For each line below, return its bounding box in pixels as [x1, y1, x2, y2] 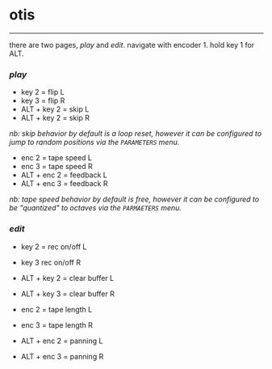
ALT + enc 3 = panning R [20, 351, 104, 361]
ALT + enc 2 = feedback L [20, 170, 108, 180]
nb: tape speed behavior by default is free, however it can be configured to [9, 194, 260, 204]
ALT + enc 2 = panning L [20, 336, 103, 346]
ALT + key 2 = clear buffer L [20, 273, 115, 282]
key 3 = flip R [20, 95, 65, 106]
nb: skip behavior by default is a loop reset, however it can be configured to [9, 129, 262, 138]
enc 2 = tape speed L [20, 153, 92, 163]
